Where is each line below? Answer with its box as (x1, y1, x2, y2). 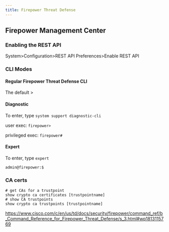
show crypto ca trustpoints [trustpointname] (5, 202, 103, 207)
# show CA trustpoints (5, 197, 53, 202)
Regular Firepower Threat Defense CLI (5, 78, 88, 84)
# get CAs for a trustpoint (5, 188, 65, 193)
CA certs (5, 176, 28, 183)
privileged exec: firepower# (5, 132, 63, 138)
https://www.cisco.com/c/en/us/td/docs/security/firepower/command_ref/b (5, 210, 163, 216)
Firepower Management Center (5, 26, 106, 35)
